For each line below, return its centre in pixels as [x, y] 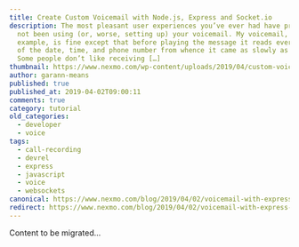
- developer [40, 125]
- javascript [41, 174]
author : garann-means [49, 76]
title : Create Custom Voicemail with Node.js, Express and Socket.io [141, 17]
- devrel [33, 158]
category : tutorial [45, 108]
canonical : [29, 199]
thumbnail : [29, 68]
